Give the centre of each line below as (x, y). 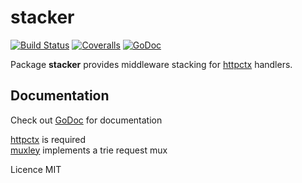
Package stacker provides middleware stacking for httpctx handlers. (151, 64)
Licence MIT (36, 169)
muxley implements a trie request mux (89, 150)
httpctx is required (48, 139)
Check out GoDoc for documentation (86, 120)
